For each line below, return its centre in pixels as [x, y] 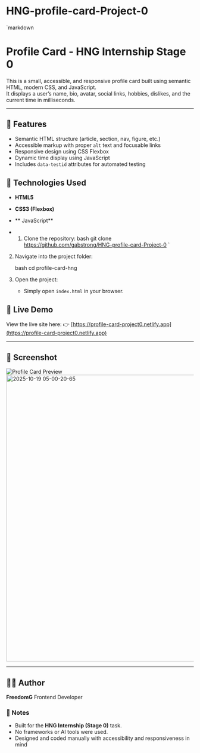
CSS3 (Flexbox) [35, 209]
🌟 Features [26, 125]
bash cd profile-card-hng [46, 268]
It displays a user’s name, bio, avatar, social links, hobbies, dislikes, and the [98, 93]
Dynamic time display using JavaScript [62, 158]
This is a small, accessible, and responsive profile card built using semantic [99, 81]
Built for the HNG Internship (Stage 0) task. [68, 726]
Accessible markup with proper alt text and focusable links [88, 145]
